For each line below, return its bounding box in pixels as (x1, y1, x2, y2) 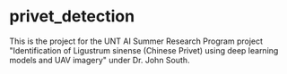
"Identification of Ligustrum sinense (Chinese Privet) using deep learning (9, 45, 279, 55)
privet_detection (9, 6, 135, 27)
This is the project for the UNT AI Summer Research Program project (9, 36, 263, 46)
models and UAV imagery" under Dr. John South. (9, 54, 190, 65)
